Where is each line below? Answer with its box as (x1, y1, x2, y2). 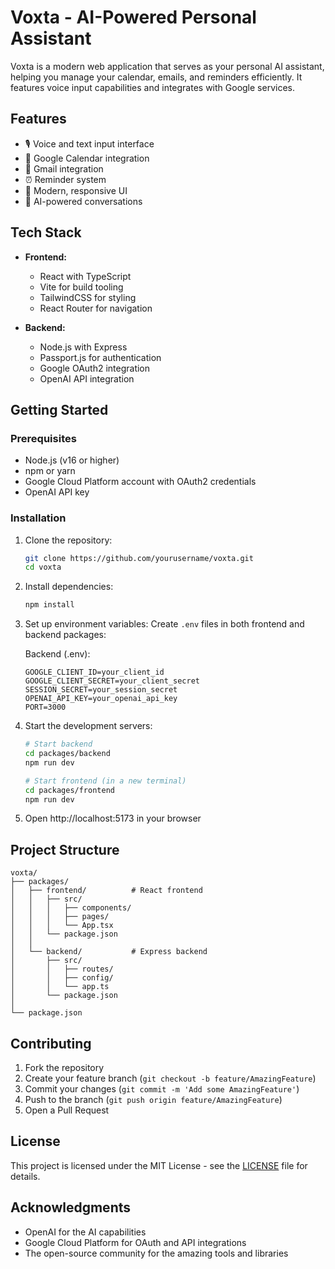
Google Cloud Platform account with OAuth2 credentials (24, 476, 257, 488)
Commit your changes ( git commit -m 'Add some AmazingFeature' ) (24, 1083, 300, 1095)
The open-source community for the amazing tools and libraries (24, 1247, 289, 1259)
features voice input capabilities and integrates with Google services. (10, 81, 295, 93)
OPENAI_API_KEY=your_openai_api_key (24, 694, 178, 704)
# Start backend (24, 739, 93, 750)
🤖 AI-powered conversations (24, 195, 143, 207)
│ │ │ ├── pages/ (10, 912, 110, 922)
